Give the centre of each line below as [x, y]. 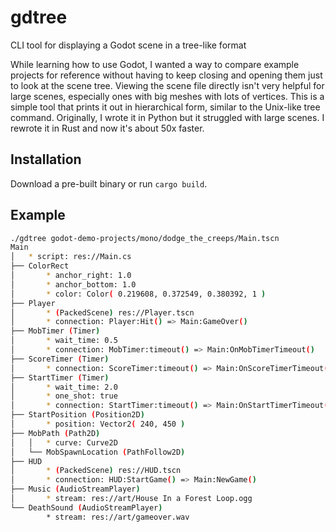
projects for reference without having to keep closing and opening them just [166, 75]
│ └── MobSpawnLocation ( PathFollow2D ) [98, 452]
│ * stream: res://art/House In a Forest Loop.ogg [131, 499]
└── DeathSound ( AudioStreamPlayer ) [86, 507]
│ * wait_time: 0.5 [64, 341]
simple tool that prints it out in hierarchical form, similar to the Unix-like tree [165, 107]
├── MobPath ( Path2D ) [55, 433]
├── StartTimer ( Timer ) [60, 377]
